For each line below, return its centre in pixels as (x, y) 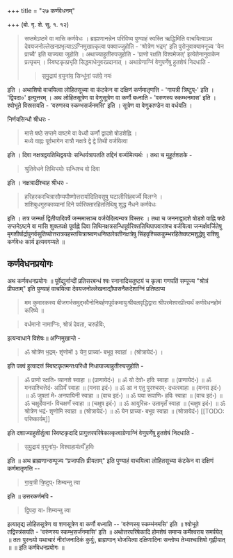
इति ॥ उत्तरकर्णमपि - (30, 496)
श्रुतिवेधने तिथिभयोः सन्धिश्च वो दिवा (62, 169)
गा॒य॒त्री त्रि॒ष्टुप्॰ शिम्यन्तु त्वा (52, 482)
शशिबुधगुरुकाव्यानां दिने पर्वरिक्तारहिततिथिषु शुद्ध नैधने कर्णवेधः (90, 204)
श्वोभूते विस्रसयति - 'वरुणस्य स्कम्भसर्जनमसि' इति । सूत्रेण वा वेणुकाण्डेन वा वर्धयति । (100, 105)
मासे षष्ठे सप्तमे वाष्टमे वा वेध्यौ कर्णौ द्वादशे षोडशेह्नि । (81, 133)
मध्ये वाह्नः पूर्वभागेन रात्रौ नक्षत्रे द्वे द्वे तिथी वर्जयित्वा (76, 141)
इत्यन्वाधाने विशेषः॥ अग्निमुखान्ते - (44, 338)
